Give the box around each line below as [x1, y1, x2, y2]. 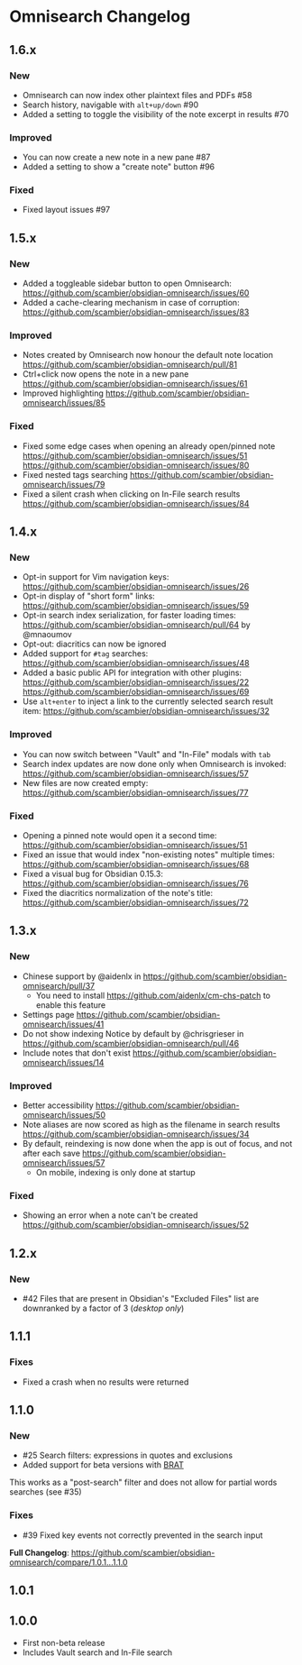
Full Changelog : [9, 1547, 69, 1558]
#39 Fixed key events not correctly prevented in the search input [22, 1530, 263, 1541]
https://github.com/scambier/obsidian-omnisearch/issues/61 [22, 379, 248, 389]
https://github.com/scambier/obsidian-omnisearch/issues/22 [22, 677, 250, 688]
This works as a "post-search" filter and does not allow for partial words [9, 1477, 278, 1488]
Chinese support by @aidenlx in [22, 971, 142, 982]
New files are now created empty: [22, 777, 149, 788]
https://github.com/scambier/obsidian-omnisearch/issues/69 [22, 687, 250, 698]
